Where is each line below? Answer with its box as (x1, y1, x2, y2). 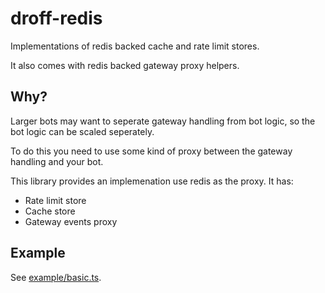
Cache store (24, 205, 76, 217)
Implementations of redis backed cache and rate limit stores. (10, 40, 260, 52)
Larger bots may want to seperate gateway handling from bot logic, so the (10, 115, 316, 127)
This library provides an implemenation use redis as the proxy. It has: (10, 175, 294, 187)
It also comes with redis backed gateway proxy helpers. (10, 59, 240, 71)
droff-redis (10, 7, 103, 30)
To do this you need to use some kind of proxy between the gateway (10, 145, 293, 157)
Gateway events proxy (24, 215, 118, 227)
